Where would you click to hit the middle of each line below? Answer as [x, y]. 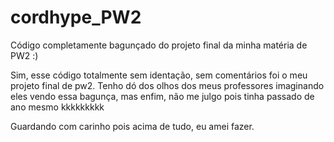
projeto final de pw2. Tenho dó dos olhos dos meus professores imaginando [167, 85]
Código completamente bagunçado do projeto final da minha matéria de [159, 45]
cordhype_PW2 [76, 17]
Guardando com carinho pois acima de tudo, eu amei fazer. [132, 126]
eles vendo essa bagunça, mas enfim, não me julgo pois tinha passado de [162, 96]
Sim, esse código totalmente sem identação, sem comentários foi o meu [159, 75]
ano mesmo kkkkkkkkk [57, 107]
